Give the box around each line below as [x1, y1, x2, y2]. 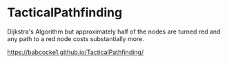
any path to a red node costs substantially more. [7, 34, 145, 42]
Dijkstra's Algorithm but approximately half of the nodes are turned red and [7, 27, 221, 36]
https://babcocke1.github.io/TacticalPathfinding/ [7, 48, 144, 56]
